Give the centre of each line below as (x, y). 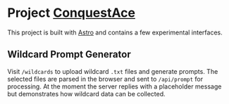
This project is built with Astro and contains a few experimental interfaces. (115, 32)
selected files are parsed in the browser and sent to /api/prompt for (105, 79)
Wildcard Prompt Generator (69, 54)
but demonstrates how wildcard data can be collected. (86, 93)
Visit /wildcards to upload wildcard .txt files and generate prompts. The (113, 71)
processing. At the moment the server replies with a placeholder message (114, 86)
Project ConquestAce (72, 13)
